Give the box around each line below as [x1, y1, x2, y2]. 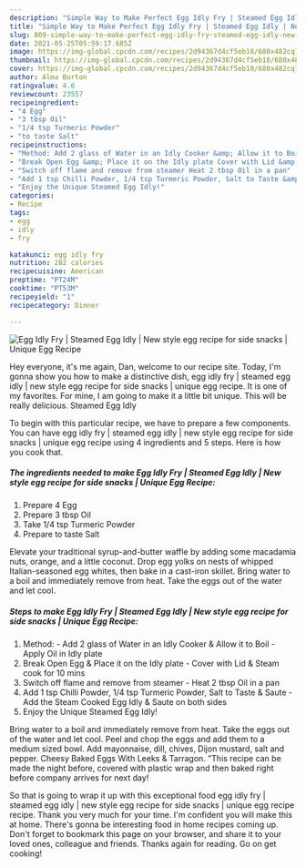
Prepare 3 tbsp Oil [22, 509, 91, 520]
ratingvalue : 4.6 [9, 81, 76, 90]
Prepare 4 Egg [22, 500, 77, 511]
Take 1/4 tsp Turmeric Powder [22, 519, 136, 530]
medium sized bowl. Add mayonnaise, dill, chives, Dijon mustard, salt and [9, 743, 285, 754]
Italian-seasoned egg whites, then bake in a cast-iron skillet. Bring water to [9, 566, 291, 577]
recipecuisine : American [9, 267, 104, 276]
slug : [9, 30, 30, 39]
